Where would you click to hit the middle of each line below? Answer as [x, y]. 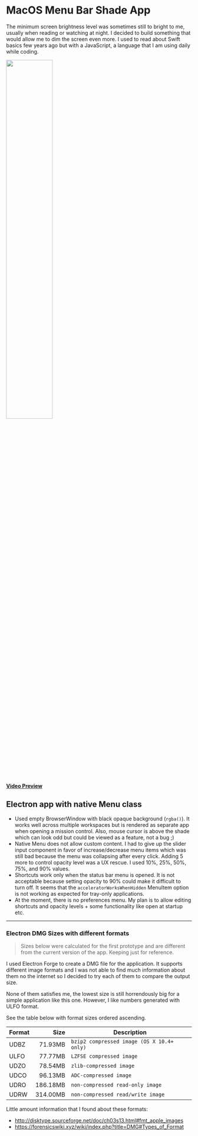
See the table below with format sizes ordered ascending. [76, 1018]
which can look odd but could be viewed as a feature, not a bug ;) [94, 837]
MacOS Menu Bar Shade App [78, 10]
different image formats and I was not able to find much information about [96, 970]
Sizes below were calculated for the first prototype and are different [103, 946]
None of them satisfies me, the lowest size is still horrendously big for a [93, 994]
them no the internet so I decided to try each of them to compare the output [98, 976]
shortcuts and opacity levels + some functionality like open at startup [99, 906]
